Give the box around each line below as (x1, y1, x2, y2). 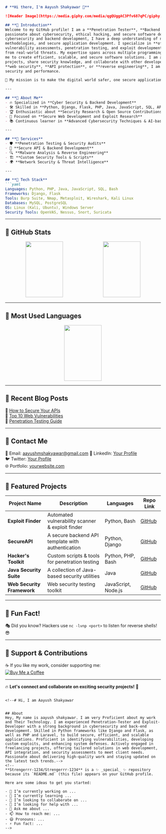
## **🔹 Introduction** (5, 22, 52, 27)
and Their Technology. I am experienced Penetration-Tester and (5, 719, 140, 725)
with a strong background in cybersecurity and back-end (27, 724, 147, 729)
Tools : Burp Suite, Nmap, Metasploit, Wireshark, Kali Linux (5, 196, 134, 201)
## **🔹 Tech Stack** (5, 178, 48, 182)
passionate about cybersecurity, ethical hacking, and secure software (5, 32, 156, 37)
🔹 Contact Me (5, 437, 48, 446)
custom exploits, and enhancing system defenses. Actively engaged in (5, 741, 154, 746)
